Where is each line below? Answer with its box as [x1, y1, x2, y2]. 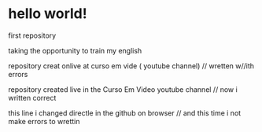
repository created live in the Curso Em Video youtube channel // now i [8, 84, 238, 94]
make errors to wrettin [8, 116, 80, 126]
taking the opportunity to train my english [8, 46, 142, 55]
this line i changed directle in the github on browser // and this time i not [8, 108, 242, 118]
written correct [8, 93, 57, 102]
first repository [8, 31, 57, 40]
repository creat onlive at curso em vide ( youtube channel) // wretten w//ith [8, 60, 254, 71]
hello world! [8, 5, 88, 23]
